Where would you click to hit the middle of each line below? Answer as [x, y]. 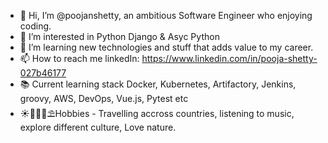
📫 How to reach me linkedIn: [79, 58]
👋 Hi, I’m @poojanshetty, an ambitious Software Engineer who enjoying [166, 15]
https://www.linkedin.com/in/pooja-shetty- [229, 58]
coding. [35, 26]
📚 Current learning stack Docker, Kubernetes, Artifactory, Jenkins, [158, 84]
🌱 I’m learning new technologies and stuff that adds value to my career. [166, 47]
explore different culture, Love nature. [98, 127]
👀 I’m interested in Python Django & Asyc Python [119, 36]
